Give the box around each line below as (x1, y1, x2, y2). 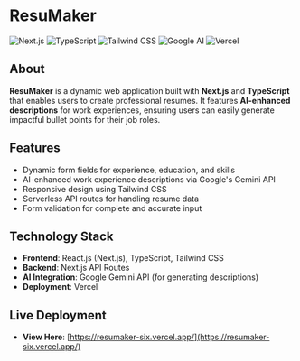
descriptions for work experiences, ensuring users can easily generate (9, 105, 276, 116)
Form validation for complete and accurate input (22, 202, 202, 213)
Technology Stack (9, 228, 114, 244)
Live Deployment (9, 308, 107, 323)
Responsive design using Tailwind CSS (22, 183, 167, 194)
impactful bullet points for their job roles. (9, 114, 161, 125)
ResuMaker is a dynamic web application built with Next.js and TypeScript (9, 85, 290, 96)
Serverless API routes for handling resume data (22, 193, 199, 204)
